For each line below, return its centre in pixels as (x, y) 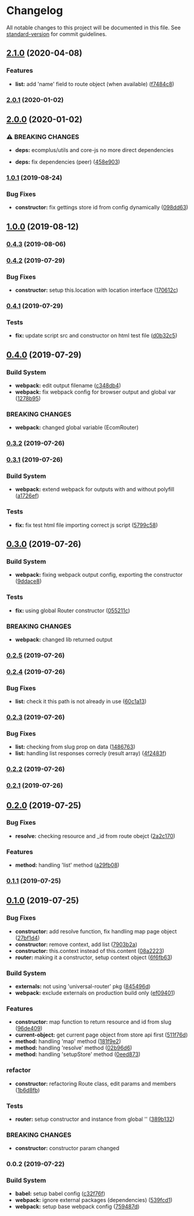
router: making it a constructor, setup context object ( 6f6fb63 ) (94, 957)
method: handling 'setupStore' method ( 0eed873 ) (78, 1054)
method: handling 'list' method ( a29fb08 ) (67, 865)
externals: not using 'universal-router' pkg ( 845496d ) (83, 986)
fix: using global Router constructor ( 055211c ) (73, 610)
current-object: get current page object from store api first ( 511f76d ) (102, 1035)
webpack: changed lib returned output (64, 639)
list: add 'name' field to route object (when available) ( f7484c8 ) (95, 84)
